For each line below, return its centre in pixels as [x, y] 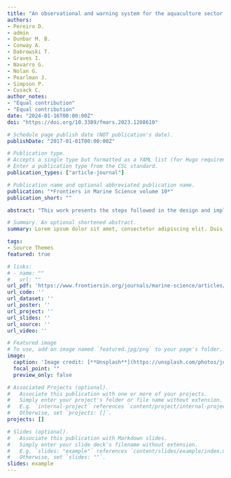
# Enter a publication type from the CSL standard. [82, 166]
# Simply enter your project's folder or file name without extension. [115, 400]
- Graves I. [24, 58]
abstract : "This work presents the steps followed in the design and [109, 210]
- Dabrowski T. [29, 52]
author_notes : [27, 97]
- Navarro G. [26, 65]
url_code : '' [26, 292]
